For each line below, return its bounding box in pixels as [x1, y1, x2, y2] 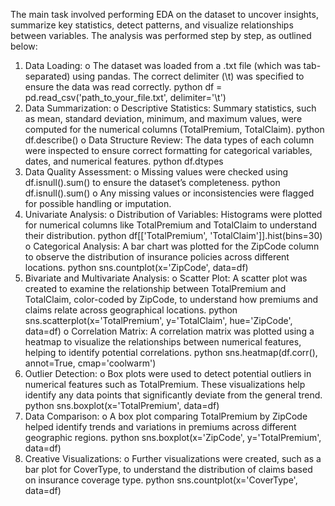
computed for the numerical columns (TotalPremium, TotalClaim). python [24, 124, 325, 135]
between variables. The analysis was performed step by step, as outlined [10, 30, 312, 41]
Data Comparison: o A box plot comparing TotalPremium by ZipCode [24, 410, 308, 422]
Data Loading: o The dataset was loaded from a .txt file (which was [24, 60, 302, 71]
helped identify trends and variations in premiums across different [24, 421, 297, 433]
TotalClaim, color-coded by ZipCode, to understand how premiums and [24, 294, 319, 305]
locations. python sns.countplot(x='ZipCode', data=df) [24, 262, 249, 273]
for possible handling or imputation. [24, 198, 172, 209]
